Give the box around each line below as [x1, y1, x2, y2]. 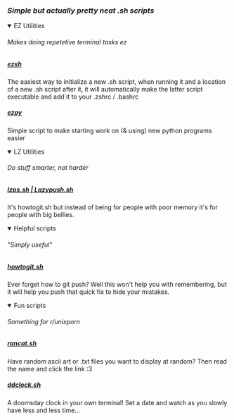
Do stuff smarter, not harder [7, 163, 89, 172]
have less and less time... [7, 406, 81, 414]
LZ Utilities [13, 147, 45, 156]
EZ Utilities [13, 22, 45, 30]
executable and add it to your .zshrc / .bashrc [7, 92, 139, 101]
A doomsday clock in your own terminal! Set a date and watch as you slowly [7, 398, 228, 407]
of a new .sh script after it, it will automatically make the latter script [7, 85, 203, 93]
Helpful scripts [13, 224, 56, 233]
